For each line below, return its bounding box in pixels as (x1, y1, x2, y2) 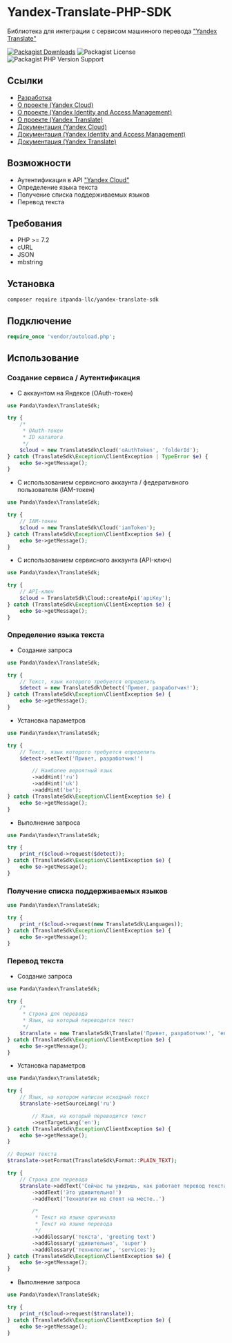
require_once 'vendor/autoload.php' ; (7, 333, 116, 340)
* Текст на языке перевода (35, 1221, 113, 1228)
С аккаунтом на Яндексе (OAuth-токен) (17, 389, 133, 397)
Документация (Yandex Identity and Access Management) (17, 130, 186, 138)
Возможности (7, 157, 71, 169)
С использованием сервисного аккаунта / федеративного (17, 478, 188, 487)
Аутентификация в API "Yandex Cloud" (17, 175, 130, 184)
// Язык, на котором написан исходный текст (19, 1094, 150, 1101)
